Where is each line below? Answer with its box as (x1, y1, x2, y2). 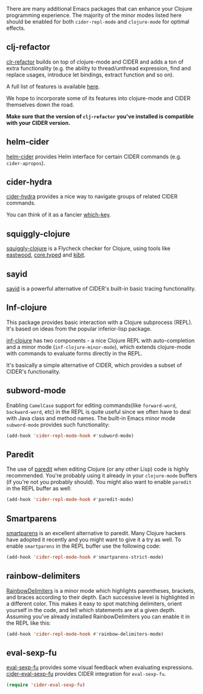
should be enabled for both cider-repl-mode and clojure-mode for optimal (6, 18, 190, 25)
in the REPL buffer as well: (6, 485, 72, 492)
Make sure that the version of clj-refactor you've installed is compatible (6, 112, 194, 120)
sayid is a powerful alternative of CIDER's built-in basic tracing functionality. (6, 285, 196, 292)
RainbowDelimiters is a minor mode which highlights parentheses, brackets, (6, 587, 196, 594)
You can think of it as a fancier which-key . (6, 211, 111, 218)
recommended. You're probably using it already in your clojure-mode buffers (6, 472, 198, 479)
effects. (6, 24, 25, 32)
